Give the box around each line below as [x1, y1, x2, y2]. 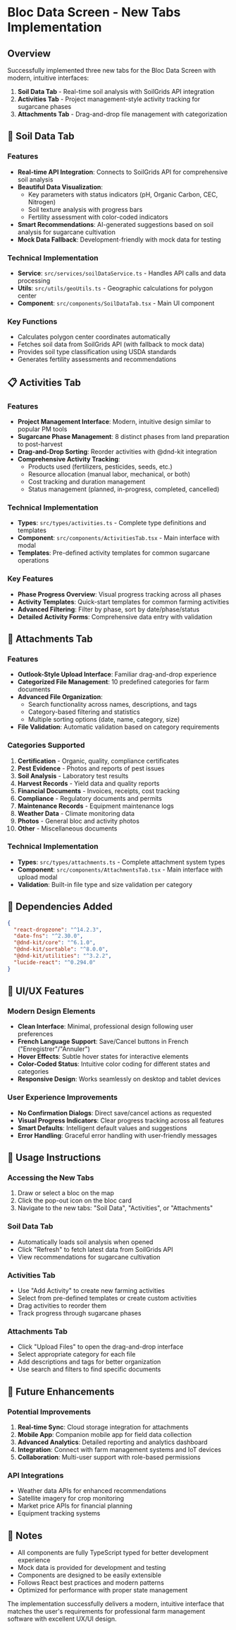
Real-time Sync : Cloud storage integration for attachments [17, 1422, 189, 1431]
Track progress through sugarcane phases [17, 1308, 142, 1317]
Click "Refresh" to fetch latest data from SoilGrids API [17, 1245, 173, 1253]
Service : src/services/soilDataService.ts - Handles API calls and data [17, 269, 227, 277]
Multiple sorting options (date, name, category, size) [27, 715, 180, 724]
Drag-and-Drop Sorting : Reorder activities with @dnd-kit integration [17, 447, 217, 456]
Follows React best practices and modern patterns [17, 1578, 164, 1587]
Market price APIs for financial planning [17, 1501, 132, 1510]
